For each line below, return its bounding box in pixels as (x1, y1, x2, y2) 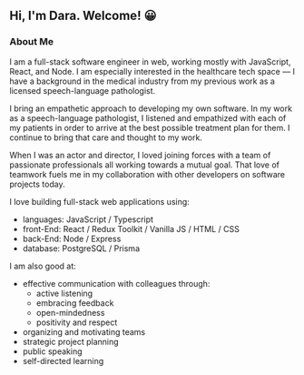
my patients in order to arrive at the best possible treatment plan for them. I (9, 122, 290, 133)
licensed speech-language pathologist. (9, 85, 156, 96)
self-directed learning (22, 355, 104, 366)
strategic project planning (22, 336, 120, 347)
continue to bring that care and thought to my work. (9, 132, 202, 143)
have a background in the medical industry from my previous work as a (9, 76, 275, 86)
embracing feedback (35, 297, 114, 309)
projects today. (9, 178, 65, 189)
